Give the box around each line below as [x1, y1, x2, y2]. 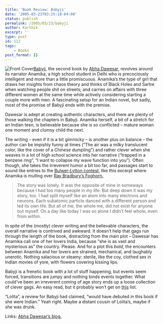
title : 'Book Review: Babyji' [5, 7, 67, 12]
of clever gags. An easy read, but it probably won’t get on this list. [5, 284, 137, 290]
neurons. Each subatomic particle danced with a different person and [17, 198, 156, 204]
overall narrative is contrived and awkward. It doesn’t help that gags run [5, 228, 149, 234]
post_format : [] [5, 52, 38, 58]
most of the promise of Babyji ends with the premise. [5, 102, 111, 108]
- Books [14, 48, 29, 53]
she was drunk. [5, 304, 36, 310]
